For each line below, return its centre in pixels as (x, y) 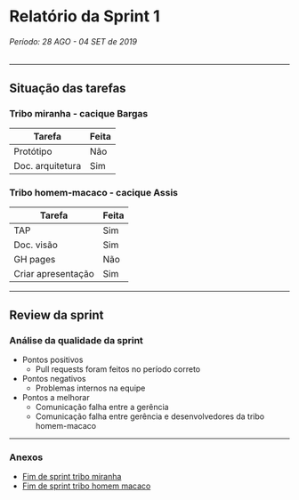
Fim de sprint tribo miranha (72, 477)
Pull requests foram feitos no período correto (118, 369)
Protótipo (33, 151)
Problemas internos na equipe (90, 388)
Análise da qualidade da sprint (77, 340)
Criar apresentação (54, 274)
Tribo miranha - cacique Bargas (79, 113)
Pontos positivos (53, 360)
